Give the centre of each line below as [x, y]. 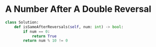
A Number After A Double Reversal [78, 9]
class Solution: [22, 22]
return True [44, 36]
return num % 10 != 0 [46, 41]
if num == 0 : [37, 31]
